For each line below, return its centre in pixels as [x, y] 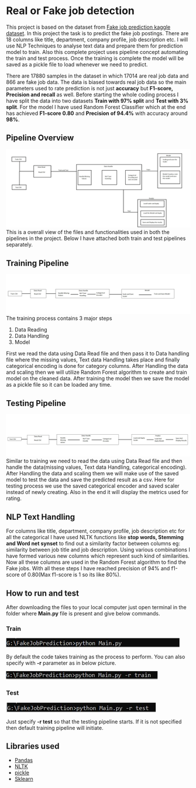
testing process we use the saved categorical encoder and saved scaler [93, 486]
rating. [14, 498]
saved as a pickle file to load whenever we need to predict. [77, 64]
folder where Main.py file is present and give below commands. [83, 613]
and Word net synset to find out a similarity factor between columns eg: [93, 543]
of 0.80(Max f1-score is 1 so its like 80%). [71, 575]
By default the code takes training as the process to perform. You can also [96, 657]
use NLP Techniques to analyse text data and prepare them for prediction [94, 46]
